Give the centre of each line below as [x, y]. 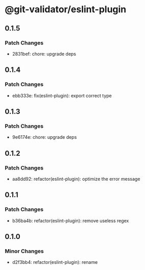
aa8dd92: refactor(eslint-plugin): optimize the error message [76, 179]
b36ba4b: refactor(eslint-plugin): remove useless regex [70, 220]
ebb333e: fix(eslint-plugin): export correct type [62, 95]
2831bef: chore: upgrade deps [44, 54]
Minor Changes [24, 251]
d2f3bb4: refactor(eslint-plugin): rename [55, 262]
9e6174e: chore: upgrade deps [44, 137]
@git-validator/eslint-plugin [66, 9]
